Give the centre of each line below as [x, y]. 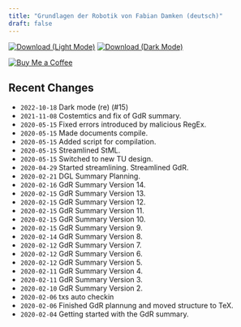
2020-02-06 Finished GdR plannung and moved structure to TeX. [127, 306]
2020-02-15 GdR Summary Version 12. [83, 202]
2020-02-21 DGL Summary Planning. [80, 176]
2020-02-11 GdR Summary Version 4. [82, 271]
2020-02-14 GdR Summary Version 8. [82, 237]
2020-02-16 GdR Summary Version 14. [83, 185]
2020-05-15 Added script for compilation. [88, 142]
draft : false [30, 24]
